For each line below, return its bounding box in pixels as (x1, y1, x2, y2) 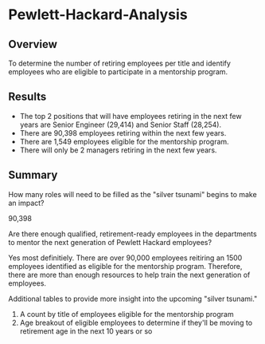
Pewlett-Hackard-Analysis (8, 6, 189, 24)
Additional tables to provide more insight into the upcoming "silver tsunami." (8, 294, 258, 303)
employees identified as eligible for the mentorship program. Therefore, (8, 261, 243, 271)
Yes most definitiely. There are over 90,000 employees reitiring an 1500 (8, 253, 243, 263)
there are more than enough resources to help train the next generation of (8, 270, 251, 279)
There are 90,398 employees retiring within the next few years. (19, 128, 227, 137)
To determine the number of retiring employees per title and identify (8, 58, 231, 68)
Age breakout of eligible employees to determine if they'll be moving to (19, 318, 253, 327)
